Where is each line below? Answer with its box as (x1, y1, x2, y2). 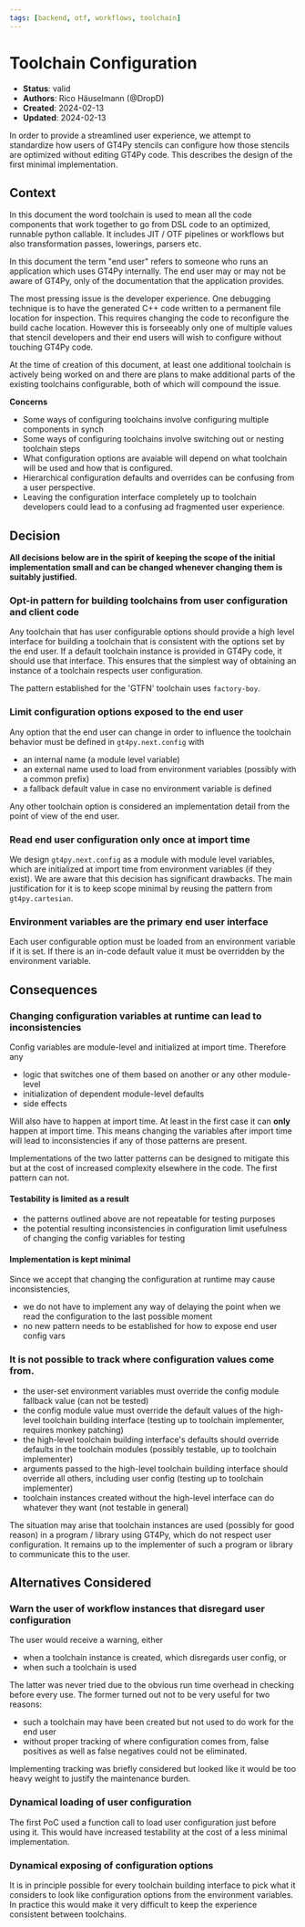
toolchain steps (22, 444, 81, 455)
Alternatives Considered (9, 1576, 152, 1591)
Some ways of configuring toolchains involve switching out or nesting (22, 434, 284, 445)
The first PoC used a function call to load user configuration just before (9, 1817, 277, 1828)
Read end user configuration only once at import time (9, 833, 250, 845)
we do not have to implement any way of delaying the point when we (22, 1302, 281, 1313)
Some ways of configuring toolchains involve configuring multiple (22, 414, 269, 425)
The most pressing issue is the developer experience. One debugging (9, 293, 271, 304)
